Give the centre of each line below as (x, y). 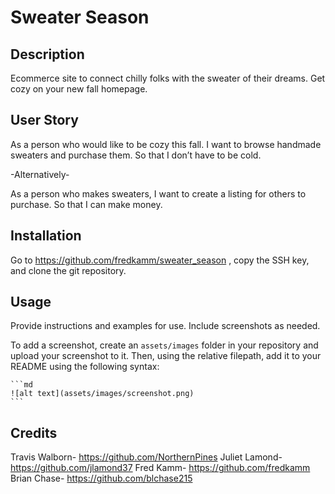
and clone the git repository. (68, 270)
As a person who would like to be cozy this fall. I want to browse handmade (166, 144)
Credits (34, 432)
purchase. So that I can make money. (86, 204)
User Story (44, 120)
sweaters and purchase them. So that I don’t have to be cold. (136, 155)
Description (47, 54)
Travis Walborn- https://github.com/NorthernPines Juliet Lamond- (146, 457)
